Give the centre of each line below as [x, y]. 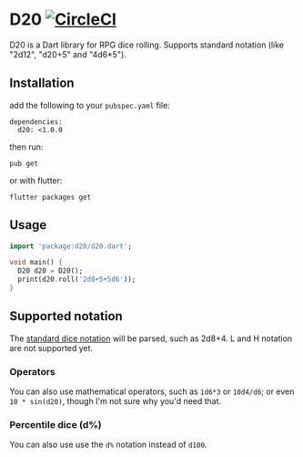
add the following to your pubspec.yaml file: [90, 105]
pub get [24, 163]
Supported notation [66, 316]
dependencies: [36, 122]
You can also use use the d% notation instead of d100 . [108, 445]
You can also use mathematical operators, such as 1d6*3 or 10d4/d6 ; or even [152, 391]
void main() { [36, 263]
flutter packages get [50, 197]
